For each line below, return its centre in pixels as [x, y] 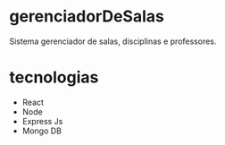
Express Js [42, 121]
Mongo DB [42, 131]
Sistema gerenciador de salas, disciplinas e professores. [113, 41]
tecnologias [54, 77]
